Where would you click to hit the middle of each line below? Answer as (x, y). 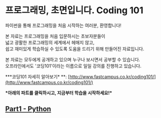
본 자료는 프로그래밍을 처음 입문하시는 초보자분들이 (55, 36)
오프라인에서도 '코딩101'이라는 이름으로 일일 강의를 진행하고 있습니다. (73, 66)
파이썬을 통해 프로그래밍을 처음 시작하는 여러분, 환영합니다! (63, 25)
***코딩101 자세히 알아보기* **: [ (37, 76)
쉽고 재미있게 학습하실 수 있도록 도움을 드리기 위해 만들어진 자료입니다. (75, 49)
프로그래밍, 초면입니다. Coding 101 (74, 10)
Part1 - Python (28, 109)
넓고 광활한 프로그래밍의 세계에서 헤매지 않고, (50, 42)
